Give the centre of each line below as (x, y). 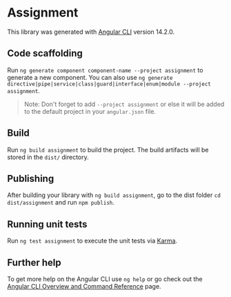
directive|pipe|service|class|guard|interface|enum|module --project (109, 84)
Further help (34, 262)
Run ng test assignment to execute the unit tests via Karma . (92, 241)
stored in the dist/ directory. (48, 157)
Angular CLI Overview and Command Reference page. (84, 286)
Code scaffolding (45, 53)
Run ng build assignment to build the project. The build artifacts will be (108, 150)
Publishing (31, 178)
